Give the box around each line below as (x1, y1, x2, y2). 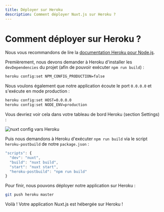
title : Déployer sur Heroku (5, 7, 63, 12)
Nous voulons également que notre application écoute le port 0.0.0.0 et (5, 83, 152, 89)
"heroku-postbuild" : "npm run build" (9, 169, 87, 174)
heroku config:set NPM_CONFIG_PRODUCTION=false (5, 74, 105, 79)
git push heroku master (5, 192, 54, 197)
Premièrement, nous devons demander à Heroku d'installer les (5, 59, 132, 65)
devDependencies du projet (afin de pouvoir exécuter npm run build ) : (5, 64, 145, 70)
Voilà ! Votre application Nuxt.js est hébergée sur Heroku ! (5, 201, 123, 207)
